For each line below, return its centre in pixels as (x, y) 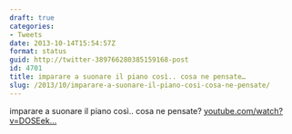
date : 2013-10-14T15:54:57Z (63, 43)
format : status (38, 52)
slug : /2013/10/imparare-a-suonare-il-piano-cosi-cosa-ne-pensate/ (140, 85)
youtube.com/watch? (243, 110)
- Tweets (26, 34)
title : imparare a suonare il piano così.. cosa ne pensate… (128, 77)
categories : (32, 26)
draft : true (32, 18)
